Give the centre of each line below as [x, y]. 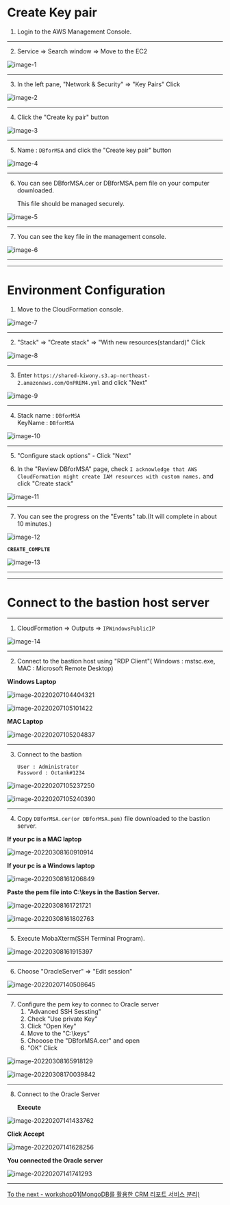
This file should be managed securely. [71, 203]
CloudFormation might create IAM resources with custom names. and [115, 476]
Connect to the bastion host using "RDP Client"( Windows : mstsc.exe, [116, 661]
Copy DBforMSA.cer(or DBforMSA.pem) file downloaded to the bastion [113, 818]
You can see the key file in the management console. [91, 236]
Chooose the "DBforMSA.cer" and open [84, 1040]
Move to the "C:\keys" [59, 1033]
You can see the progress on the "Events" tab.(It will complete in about [117, 516]
